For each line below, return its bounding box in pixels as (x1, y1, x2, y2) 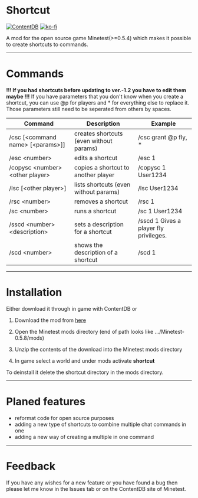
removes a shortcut (74, 197, 128, 206)
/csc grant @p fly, (138, 133, 187, 141)
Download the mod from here (14, 317, 87, 324)
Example (151, 119, 176, 128)
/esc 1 (138, 154, 156, 162)
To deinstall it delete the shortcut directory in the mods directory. (6, 369, 164, 376)
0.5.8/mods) (14, 334, 45, 341)
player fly (138, 224, 164, 232)
